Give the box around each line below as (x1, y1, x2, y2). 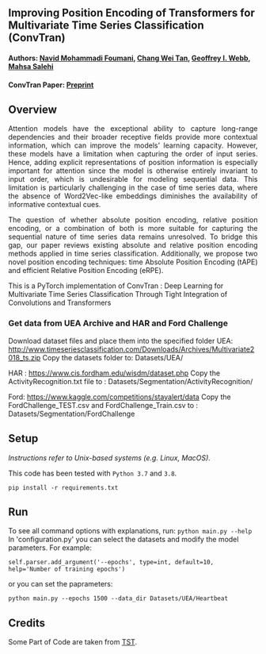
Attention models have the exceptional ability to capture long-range (8, 124, 258, 133)
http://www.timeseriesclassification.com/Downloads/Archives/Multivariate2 (8, 344, 255, 354)
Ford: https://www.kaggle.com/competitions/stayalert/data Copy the (8, 392, 231, 402)
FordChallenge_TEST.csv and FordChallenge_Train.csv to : (8, 400, 199, 410)
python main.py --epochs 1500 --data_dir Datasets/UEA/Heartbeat (8, 594, 228, 602)
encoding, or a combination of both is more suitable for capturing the (8, 224, 258, 233)
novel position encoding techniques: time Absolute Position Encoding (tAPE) (8, 257, 258, 267)
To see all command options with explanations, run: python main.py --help (8, 526, 253, 536)
